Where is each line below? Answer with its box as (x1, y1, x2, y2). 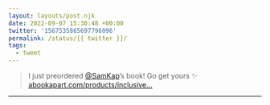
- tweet (15, 49, 42, 57)
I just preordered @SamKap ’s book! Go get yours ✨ (27, 71, 198, 80)
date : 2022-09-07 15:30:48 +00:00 (8, 19, 125, 27)
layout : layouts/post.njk (8, 11, 95, 20)
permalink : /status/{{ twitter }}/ (8, 34, 128, 42)
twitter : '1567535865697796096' (8, 26, 117, 34)
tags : (8, 42, 27, 50)
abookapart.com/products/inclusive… (27, 80, 153, 89)
